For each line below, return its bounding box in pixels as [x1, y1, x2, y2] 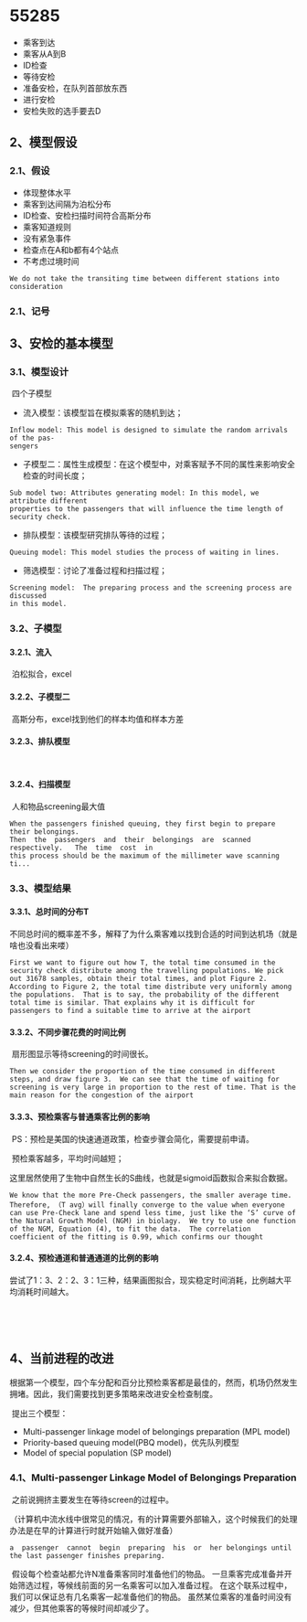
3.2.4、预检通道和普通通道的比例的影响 [9, 1253, 159, 1264]
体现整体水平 [22, 187, 71, 197]
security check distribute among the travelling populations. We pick [9, 966, 284, 976]
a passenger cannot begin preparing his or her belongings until [9, 1542, 292, 1553]
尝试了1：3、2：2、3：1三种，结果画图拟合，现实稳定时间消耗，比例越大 [9, 1275, 284, 1286]
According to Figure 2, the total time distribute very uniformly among [9, 982, 292, 992]
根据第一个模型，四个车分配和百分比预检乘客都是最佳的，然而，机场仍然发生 [9, 1377, 298, 1388]
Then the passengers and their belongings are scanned [9, 835, 251, 844]
